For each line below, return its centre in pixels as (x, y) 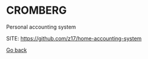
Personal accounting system (41, 27)
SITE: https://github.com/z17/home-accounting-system (74, 38)
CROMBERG (36, 10)
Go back (17, 50)
